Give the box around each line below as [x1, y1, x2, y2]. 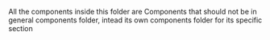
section [8, 24, 34, 33]
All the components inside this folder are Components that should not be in [8, 7, 257, 16]
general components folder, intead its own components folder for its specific [8, 15, 263, 25]
